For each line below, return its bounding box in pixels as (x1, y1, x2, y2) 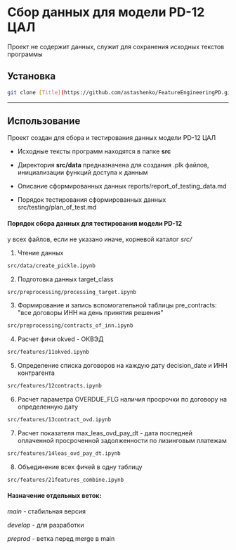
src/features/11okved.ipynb (7, 349, 90, 356)
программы (7, 50, 43, 58)
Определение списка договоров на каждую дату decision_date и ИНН (17, 362, 228, 370)
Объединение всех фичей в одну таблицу (17, 462, 143, 471)
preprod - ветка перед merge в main (7, 534, 115, 542)
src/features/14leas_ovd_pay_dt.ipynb (7, 449, 121, 457)
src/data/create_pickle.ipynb (7, 262, 96, 269)
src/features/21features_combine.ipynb (7, 476, 124, 483)
